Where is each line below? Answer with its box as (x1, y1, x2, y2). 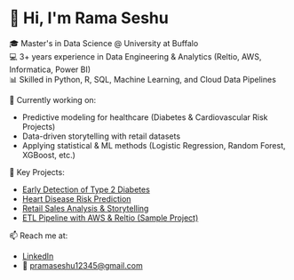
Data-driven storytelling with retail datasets (21, 131, 180, 141)
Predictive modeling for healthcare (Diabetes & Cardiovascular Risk (21, 111, 268, 123)
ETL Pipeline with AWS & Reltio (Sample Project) (21, 212, 199, 223)
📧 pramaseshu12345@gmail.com (21, 260, 144, 270)
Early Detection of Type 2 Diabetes (21, 184, 151, 195)
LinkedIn (21, 251, 54, 261)
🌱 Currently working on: (9, 94, 97, 105)
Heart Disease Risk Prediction (21, 193, 131, 204)
